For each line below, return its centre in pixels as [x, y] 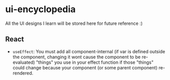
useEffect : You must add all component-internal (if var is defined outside [89, 51]
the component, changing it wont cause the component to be [77, 57]
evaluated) [24, 62]
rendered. [23, 73]
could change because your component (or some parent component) [85, 67]
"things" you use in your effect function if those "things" [95, 62]
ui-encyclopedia [41, 9]
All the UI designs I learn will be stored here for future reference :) [74, 23]
